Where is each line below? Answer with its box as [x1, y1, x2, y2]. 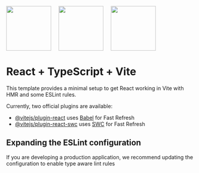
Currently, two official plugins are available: [6, 102, 113, 110]
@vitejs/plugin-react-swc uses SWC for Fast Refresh [14, 120, 145, 128]
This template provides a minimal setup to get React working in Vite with [6, 84, 184, 92]
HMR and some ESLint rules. [6, 91, 76, 98]
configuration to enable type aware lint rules [6, 160, 115, 167]
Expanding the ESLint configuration [6, 138, 142, 148]
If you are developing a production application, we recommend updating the [6, 153, 193, 160]
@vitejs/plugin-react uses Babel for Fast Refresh [14, 114, 135, 121]
